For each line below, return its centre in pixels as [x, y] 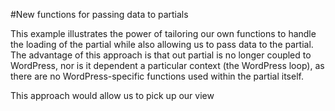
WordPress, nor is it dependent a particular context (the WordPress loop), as [167, 65]
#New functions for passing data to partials [99, 14]
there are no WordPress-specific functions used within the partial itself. [157, 76]
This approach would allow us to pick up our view [112, 95]
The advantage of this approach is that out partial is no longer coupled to [161, 55]
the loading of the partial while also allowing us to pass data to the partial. [162, 44]
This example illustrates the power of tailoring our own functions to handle [163, 33]
